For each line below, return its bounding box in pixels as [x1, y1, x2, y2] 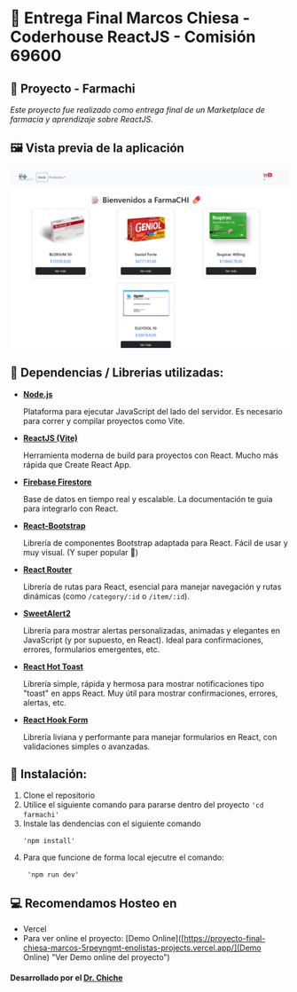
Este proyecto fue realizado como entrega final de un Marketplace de [10, 105, 265, 114]
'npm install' [22, 837, 75, 846]
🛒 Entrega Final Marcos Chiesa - [10, 8, 251, 28]
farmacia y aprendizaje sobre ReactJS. [10, 114, 153, 124]
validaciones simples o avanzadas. [22, 741, 151, 752]
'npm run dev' [27, 870, 80, 879]
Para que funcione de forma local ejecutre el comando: [22, 852, 224, 863]
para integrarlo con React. [22, 503, 119, 514]
